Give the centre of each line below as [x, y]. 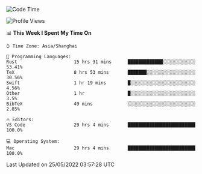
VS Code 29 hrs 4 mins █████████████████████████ [101, 125]
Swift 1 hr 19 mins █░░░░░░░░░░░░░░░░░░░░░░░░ [101, 83]
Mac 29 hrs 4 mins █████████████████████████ [101, 148]
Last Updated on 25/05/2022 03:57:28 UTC [60, 164]
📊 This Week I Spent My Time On [49, 33]
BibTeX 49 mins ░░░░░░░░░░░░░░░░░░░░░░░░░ [101, 104]
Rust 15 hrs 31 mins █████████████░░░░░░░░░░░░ [101, 62]
